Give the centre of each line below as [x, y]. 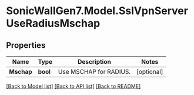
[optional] [150, 72]
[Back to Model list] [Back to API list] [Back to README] [73, 86]
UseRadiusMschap [53, 23]
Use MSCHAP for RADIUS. [94, 72]
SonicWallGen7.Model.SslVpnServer [97, 11]
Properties [26, 45]
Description [94, 62]
